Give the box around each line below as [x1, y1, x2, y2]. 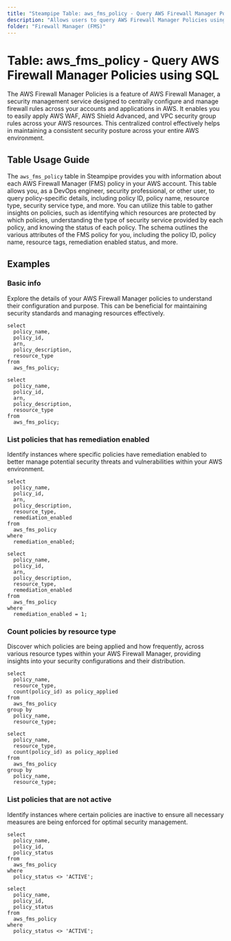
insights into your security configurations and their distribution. [7, 657, 186, 665]
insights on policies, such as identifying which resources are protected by [7, 209, 217, 217]
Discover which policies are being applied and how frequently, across [7, 642, 204, 651]
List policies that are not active [7, 795, 112, 805]
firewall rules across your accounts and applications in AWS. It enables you [7, 105, 220, 113]
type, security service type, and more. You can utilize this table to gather [7, 201, 213, 210]
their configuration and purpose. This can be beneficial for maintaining [7, 301, 208, 310]
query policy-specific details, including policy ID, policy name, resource [7, 194, 210, 203]
